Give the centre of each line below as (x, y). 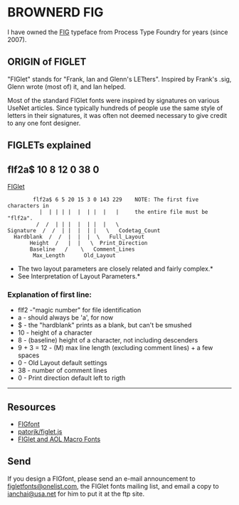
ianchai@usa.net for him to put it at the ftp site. (76, 494)
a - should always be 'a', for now (65, 317)
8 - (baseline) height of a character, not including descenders (108, 340)
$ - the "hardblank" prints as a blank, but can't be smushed (105, 325)
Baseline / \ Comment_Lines (82, 249)
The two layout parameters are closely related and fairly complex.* (115, 268)
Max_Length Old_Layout (74, 255)
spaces (28, 355)
